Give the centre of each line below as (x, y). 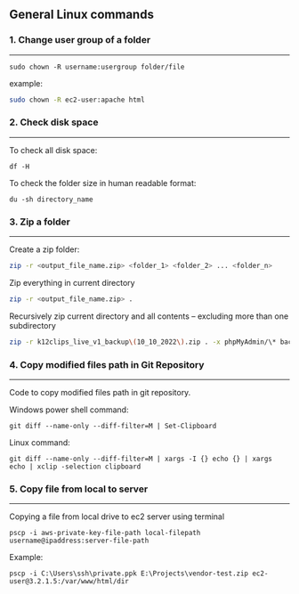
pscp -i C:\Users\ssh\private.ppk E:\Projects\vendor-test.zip (129, 574)
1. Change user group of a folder (80, 40)
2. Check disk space (54, 122)
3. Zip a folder (40, 222)
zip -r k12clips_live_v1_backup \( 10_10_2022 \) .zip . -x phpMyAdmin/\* (143, 342)
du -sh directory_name (51, 199)
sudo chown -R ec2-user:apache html (77, 100)
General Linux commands (81, 15)
